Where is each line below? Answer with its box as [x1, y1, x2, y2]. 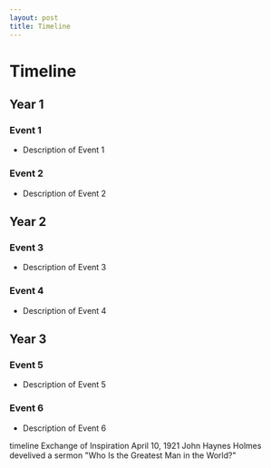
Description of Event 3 [22, 262, 107, 273]
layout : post [9, 13, 59, 23]
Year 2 [9, 214, 47, 229]
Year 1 [9, 97, 44, 112]
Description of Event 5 [22, 379, 107, 390]
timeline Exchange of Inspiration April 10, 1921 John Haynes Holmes [9, 440, 262, 451]
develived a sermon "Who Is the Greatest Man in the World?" [9, 450, 237, 461]
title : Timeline [9, 22, 71, 31]
